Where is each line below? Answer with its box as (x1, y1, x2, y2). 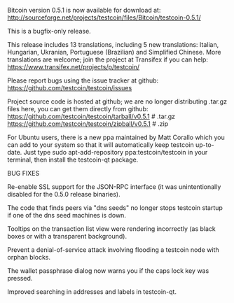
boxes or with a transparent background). (7, 232, 128, 240)
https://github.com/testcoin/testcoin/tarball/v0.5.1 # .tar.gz (7, 112, 176, 120)
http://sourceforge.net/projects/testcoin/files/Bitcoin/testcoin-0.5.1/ (7, 13, 201, 22)
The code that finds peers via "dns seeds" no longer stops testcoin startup (7, 204, 223, 212)
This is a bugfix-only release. (7, 27, 91, 35)
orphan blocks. (7, 253, 51, 261)
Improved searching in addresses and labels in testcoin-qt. (7, 288, 177, 296)
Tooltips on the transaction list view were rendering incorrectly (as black (7, 225, 216, 233)
